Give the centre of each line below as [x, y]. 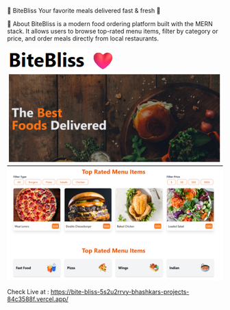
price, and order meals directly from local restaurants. [83, 38]
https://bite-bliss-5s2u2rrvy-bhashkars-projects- [120, 291]
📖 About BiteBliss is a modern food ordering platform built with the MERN [110, 24]
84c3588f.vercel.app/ [38, 299]
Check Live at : [28, 291]
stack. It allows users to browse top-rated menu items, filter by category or [113, 31]
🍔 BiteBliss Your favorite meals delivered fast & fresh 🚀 [84, 11]
